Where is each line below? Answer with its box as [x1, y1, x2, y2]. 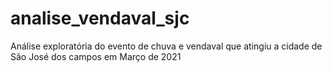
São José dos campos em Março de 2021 [10, 50, 182, 62]
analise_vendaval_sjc [10, 7, 190, 30]
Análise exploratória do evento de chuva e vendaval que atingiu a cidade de [10, 40, 323, 52]
